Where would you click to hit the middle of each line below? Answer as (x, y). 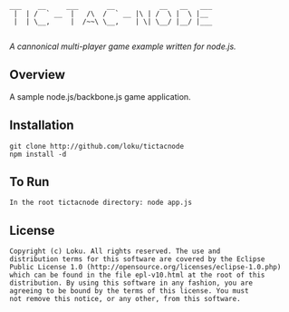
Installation (42, 126)
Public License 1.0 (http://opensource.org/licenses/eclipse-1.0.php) (145, 268)
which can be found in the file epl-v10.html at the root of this (137, 275)
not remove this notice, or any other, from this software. (125, 299)
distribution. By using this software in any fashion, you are (131, 283)
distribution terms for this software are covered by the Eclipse (137, 259)
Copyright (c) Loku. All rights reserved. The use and (115, 251)
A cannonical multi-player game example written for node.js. (123, 46)
